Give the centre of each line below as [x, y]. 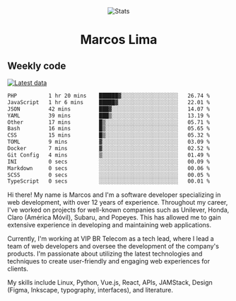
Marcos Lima [119, 40]
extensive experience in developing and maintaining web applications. [110, 225]
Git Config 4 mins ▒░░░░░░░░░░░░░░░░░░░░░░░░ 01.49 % [109, 155]
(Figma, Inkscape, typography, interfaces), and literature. [90, 290]
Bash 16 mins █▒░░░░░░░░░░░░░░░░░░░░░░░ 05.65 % [109, 129]
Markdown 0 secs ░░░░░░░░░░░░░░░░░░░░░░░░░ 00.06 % [109, 168]
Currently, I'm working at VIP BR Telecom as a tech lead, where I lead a [111, 239]
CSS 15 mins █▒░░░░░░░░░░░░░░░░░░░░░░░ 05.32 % [109, 135]
